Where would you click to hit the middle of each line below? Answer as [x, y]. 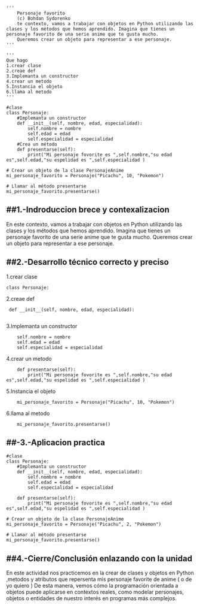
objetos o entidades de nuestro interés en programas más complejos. [92, 598]
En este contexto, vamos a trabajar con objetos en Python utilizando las [94, 224]
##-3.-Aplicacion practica [56, 443]
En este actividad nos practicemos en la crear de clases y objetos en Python [100, 573]
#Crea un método [37, 144]
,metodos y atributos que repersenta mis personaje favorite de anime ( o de [99, 579]
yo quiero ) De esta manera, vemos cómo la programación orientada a [92, 586]
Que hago [17, 61]
